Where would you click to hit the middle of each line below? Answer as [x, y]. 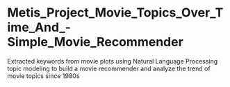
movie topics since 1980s [43, 76]
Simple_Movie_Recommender [96, 42]
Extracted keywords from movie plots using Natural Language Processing [113, 61]
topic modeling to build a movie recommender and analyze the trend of [109, 68]
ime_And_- [39, 27]
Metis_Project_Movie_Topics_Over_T [115, 13]
